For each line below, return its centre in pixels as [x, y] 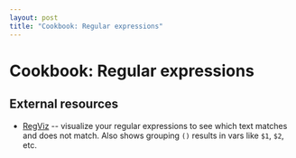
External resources [64, 104]
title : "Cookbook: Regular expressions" [87, 26]
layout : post [34, 18]
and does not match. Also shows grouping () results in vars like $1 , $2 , [153, 135]
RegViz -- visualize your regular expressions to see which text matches [155, 125]
